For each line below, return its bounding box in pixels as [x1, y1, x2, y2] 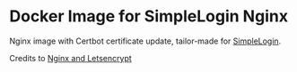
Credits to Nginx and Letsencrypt [9, 52, 132, 63]
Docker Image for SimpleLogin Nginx [9, 6, 289, 27]
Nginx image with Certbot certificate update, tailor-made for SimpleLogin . [9, 36, 282, 46]
